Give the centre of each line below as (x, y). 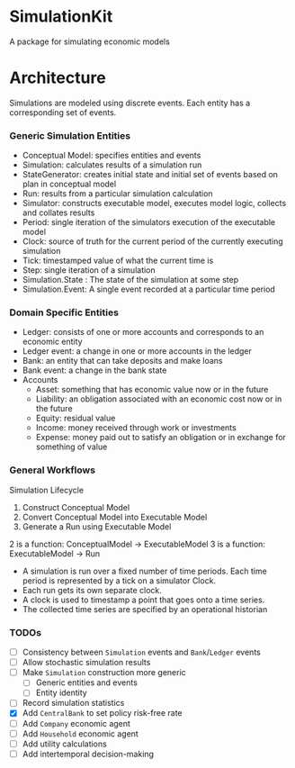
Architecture (58, 78)
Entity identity (61, 693)
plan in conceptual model (69, 184)
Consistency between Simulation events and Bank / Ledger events (141, 652)
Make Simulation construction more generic (104, 673)
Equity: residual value (76, 418)
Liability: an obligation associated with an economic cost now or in (159, 399)
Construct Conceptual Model (76, 507)
